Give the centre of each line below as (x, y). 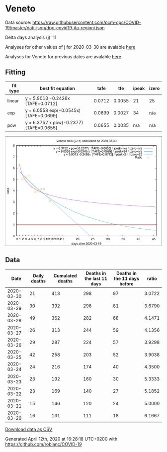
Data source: (18, 22)
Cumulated (65, 276)
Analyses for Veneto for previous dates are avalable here (63, 56)
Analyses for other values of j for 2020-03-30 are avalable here (70, 47)
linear (13, 101)
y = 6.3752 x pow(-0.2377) (54, 123)
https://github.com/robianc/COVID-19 (43, 444)
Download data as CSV (29, 429)
